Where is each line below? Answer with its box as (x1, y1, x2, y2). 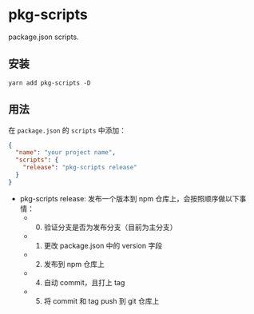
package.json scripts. (8, 32, 79, 42)
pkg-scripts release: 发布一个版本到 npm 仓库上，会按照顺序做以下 (19, 193, 240, 203)
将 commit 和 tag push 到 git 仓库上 (43, 296, 160, 305)
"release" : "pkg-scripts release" (22, 164, 137, 172)
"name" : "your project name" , (15, 149, 116, 157)
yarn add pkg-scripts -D (8, 78, 91, 87)
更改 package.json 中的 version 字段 (43, 240, 162, 250)
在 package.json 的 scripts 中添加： (8, 125, 126, 135)
